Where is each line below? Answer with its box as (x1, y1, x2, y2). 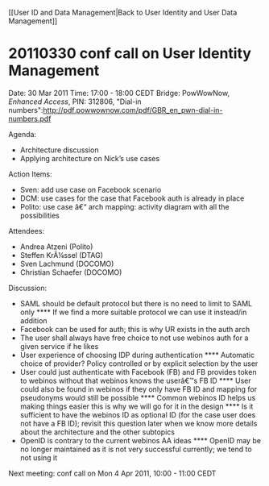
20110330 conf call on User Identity (8, 44, 252, 63)
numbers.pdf (8, 114, 52, 123)
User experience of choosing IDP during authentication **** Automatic (19, 350, 255, 359)
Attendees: (8, 226, 45, 235)
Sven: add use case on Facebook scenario (19, 185, 162, 194)
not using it (19, 452, 58, 463)
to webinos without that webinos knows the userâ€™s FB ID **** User (19, 376, 251, 385)
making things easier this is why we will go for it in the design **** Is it (19, 401, 254, 411)
